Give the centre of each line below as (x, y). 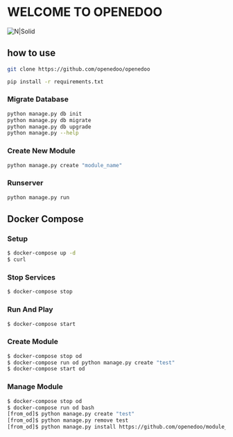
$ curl (17, 260)
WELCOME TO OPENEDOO (85, 12)
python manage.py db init (44, 114)
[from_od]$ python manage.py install (62, 427)
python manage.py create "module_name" (65, 165)
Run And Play (30, 309)
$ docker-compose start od (46, 369)
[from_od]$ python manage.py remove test (68, 420)
